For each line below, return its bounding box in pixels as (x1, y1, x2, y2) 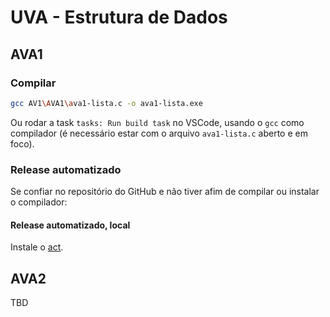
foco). (10, 137, 35, 150)
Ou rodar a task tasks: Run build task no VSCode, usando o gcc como (10, 116, 305, 128)
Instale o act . (10, 241, 64, 253)
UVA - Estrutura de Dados (10, 6, 228, 29)
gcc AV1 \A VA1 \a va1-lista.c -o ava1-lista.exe (10, 98, 203, 108)
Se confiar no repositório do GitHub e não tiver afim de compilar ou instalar (10, 186, 320, 198)
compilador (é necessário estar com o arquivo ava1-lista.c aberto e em (10, 127, 308, 139)
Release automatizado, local (10, 219, 131, 231)
